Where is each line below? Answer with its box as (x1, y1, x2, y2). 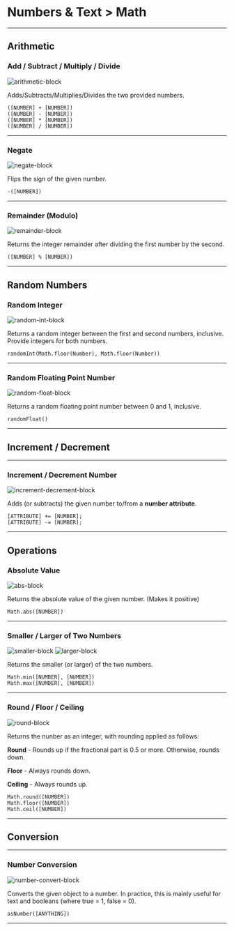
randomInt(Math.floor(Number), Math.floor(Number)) (7, 350, 160, 357)
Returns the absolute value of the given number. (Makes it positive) (7, 595, 200, 603)
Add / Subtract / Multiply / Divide (7, 61, 120, 71)
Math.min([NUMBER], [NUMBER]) (7, 674, 95, 681)
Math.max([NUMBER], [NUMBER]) (7, 680, 95, 687)
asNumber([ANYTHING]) (7, 910, 70, 917)
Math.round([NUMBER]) (7, 793, 70, 801)
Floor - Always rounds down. (7, 766, 91, 775)
